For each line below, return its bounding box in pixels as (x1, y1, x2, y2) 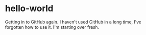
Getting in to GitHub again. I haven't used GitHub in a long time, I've (5, 19, 142, 25)
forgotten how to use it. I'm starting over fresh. (5, 24, 99, 30)
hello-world (5, 3, 54, 14)
